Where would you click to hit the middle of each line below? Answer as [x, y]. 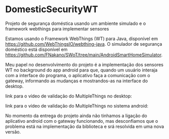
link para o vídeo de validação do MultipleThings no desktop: [69, 96]
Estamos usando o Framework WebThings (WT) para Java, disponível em [82, 39]
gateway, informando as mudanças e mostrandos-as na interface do [77, 81]
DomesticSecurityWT [52, 9]
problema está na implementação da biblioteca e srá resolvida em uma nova [85, 126]
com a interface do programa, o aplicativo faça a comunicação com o [78, 75]
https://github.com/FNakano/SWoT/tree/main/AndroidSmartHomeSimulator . [84, 55]
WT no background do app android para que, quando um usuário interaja [81, 70]
